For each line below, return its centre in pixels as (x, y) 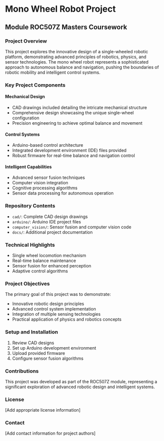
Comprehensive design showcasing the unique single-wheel (73, 113)
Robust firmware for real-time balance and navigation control (73, 155)
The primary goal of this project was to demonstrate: (58, 294)
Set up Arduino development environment (54, 348)
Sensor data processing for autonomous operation (63, 193)
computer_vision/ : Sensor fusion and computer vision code (72, 227)
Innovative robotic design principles (48, 304)
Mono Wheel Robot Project (61, 9)
